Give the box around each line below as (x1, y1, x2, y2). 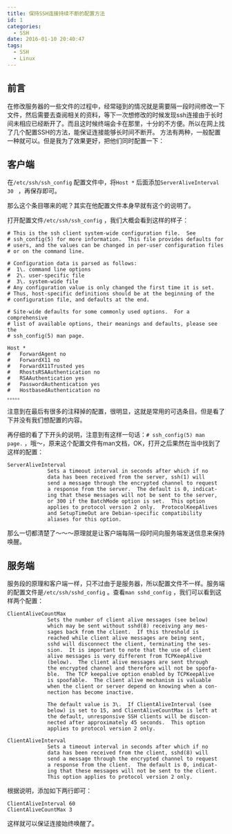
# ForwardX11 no (7, 357, 60, 364)
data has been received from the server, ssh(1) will (47, 474, 206, 481)
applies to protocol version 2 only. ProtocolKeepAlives (47, 504, 217, 511)
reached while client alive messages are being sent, (47, 634, 206, 642)
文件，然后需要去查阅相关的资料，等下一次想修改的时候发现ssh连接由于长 (7, 110, 217, 119)
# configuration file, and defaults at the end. (7, 296, 150, 304)
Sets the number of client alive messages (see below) (47, 617, 209, 623)
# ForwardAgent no (7, 351, 67, 358)
